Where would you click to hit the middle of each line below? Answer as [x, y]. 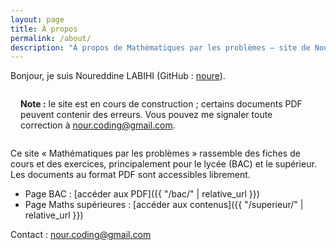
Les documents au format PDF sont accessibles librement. [130, 175]
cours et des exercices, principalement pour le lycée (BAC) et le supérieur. [163, 164]
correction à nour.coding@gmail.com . [98, 125]
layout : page [37, 19]
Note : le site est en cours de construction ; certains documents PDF [161, 104]
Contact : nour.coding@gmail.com [81, 235]
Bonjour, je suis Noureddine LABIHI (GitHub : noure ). [118, 76]
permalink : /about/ [51, 38]
